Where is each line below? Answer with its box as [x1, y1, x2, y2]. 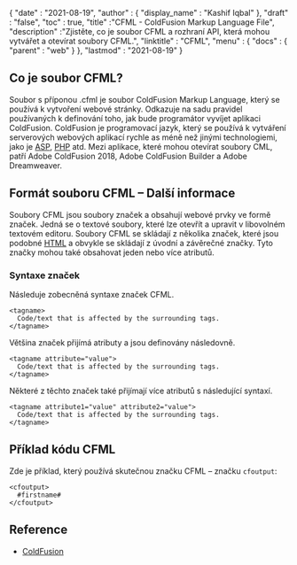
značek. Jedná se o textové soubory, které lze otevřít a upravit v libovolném [9, 219, 285, 229]
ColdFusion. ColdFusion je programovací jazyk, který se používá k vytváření [9, 122, 286, 133]
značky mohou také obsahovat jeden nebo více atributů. [9, 247, 215, 258]
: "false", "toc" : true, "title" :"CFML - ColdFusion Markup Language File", [9, 17, 275, 27]
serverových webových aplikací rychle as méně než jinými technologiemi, [9, 132, 277, 143]
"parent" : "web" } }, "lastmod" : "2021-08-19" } [9, 45, 184, 56]
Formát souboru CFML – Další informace [9, 186, 236, 201]
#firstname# [17, 491, 62, 499]
